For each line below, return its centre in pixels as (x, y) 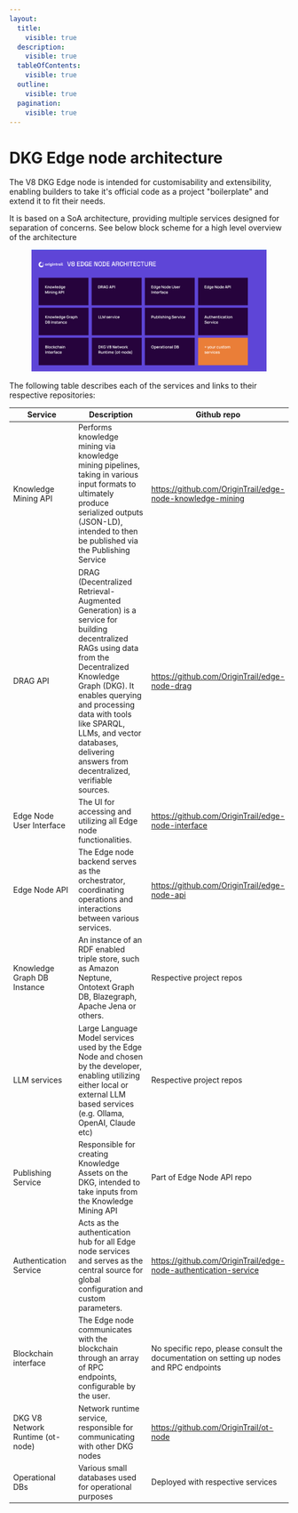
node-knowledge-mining (198, 498)
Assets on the (103, 1172)
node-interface (180, 825)
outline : (33, 85)
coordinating (102, 890)
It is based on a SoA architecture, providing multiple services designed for (145, 219)
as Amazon (99, 969)
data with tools (105, 714)
